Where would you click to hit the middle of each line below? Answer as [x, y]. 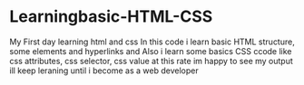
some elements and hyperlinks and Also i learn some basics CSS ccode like [151, 51]
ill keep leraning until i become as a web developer [104, 71]
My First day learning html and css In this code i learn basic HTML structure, [152, 42]
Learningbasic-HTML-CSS [111, 17]
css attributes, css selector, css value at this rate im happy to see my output [151, 61]
